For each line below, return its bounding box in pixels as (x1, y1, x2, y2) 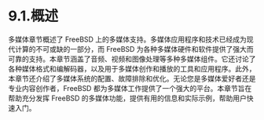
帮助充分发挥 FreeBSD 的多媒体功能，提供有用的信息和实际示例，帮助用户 (8, 93, 247, 103)
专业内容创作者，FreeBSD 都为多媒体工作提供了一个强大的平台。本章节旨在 (8, 83, 252, 93)
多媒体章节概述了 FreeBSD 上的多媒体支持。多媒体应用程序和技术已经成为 (8, 35, 247, 44)
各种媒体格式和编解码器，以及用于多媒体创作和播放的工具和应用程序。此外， (8, 64, 256, 73)
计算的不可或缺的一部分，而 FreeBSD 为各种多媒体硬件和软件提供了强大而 (14, 44, 254, 53)
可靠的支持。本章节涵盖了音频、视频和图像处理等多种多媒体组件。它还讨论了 (8, 54, 256, 64)
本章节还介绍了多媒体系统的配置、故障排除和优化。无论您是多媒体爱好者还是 (8, 74, 256, 83)
